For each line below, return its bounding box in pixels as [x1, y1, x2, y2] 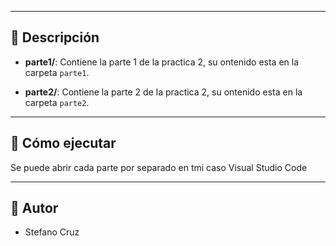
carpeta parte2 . [24, 96, 90, 108]
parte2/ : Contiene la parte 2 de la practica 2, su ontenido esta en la [24, 86, 303, 98]
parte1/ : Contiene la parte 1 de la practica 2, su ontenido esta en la [24, 56, 300, 68]
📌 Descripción [10, 29, 100, 46]
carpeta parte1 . [24, 66, 90, 78]
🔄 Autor [10, 200, 59, 217]
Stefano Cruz [24, 226, 80, 238]
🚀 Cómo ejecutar [10, 135, 117, 152]
